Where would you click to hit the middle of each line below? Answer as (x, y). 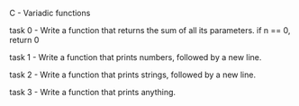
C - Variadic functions (50, 13)
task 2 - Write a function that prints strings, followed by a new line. (133, 75)
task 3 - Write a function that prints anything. (93, 92)
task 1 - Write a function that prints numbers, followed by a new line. (136, 57)
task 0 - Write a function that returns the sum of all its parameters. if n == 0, (150, 30)
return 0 (24, 40)
